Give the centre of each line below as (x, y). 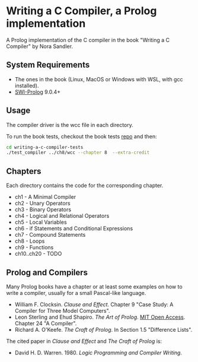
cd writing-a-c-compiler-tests (45, 147)
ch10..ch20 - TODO (38, 254)
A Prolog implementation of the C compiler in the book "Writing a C (88, 40)
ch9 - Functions (34, 247)
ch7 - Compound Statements (50, 235)
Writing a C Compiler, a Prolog (82, 11)
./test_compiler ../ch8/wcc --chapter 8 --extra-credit (78, 153)
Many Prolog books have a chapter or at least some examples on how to (94, 287)
